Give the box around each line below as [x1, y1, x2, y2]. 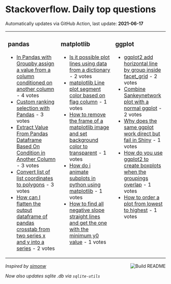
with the [69, 225, 89, 233]
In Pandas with [16, 54, 52, 61]
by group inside [124, 66, 161, 73]
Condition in [16, 149, 46, 156]
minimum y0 [69, 232, 99, 239]
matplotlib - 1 [69, 187, 103, 194]
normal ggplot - [124, 105, 162, 112]
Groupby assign [16, 60, 54, 67]
